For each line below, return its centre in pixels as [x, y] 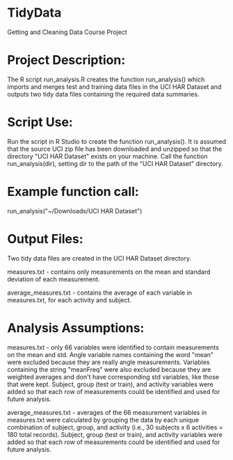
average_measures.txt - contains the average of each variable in [100, 293]
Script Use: [40, 122]
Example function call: [73, 192]
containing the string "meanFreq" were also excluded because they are [109, 369]
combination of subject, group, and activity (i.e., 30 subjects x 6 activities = [115, 427]
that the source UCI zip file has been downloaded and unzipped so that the [115, 149]
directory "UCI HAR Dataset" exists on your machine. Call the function [107, 156]
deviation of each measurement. [54, 279]
